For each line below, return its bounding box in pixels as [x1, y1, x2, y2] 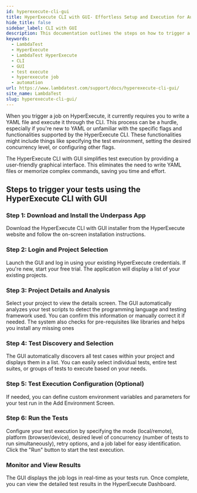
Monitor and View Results [6, 461, 81, 469]
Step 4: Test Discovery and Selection [6, 339, 114, 347]
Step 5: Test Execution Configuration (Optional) [6, 380, 145, 388]
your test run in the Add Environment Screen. [6, 399, 116, 407]
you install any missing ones [6, 324, 74, 331]
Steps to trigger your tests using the [6, 185, 141, 195]
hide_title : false [6, 19, 51, 25]
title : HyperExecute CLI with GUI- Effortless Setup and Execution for [6, 14, 185, 20]
